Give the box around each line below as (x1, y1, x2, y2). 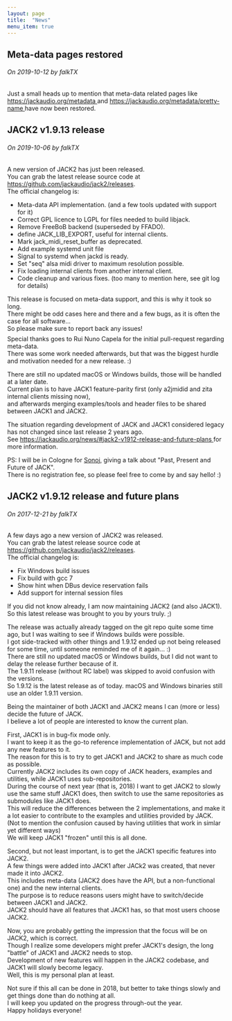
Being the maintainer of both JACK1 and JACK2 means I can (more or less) (7, 703, 220, 711)
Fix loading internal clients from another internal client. (17, 266, 173, 275)
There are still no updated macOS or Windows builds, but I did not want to (7, 652, 218, 661)
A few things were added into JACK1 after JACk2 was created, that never (7, 862, 215, 870)
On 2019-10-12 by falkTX (7, 68, 78, 76)
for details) (17, 281, 48, 289)
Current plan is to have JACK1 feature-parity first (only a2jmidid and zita (7, 385, 213, 393)
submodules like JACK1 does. (7, 797, 91, 805)
